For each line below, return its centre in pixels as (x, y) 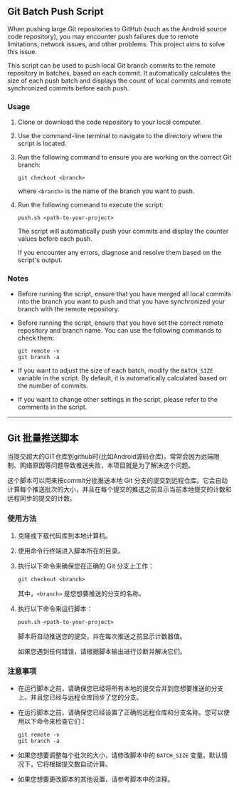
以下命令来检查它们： (55, 721)
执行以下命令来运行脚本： (55, 608)
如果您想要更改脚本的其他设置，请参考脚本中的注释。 (96, 779)
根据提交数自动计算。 (80, 764)
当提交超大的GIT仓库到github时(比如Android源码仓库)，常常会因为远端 (111, 457)
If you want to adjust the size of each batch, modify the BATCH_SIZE (115, 370)
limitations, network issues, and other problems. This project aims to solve (116, 44)
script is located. (42, 144)
